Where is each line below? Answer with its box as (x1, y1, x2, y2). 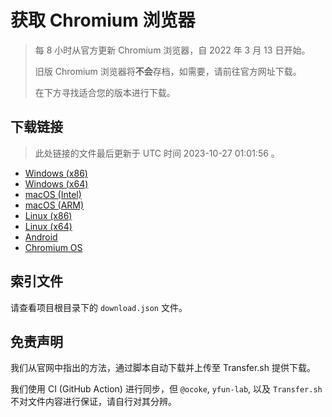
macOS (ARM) (24, 199, 85, 211)
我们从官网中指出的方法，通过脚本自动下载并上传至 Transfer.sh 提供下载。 (10, 362, 316, 374)
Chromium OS (24, 241, 83, 253)
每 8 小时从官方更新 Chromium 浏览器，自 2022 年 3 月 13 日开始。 (34, 44, 311, 56)
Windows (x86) (24, 167, 88, 179)
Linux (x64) (24, 220, 73, 232)
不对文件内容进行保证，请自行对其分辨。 (10, 396, 177, 408)
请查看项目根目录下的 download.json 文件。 (10, 301, 188, 313)
